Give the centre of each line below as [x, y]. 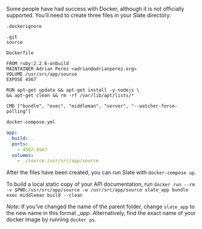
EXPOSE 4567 [21, 80]
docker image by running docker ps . [51, 220]
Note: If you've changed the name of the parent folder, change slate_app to [101, 207]
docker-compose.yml [31, 122]
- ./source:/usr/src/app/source [58, 161]
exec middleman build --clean [45, 196]
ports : [20, 144]
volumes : [23, 155]
